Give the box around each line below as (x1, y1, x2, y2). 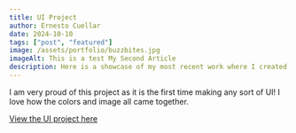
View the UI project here (9, 113, 98, 124)
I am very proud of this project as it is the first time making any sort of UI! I (9, 86, 281, 98)
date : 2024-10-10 (9, 29, 74, 38)
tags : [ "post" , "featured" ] (9, 37, 113, 47)
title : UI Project (9, 12, 77, 22)
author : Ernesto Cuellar (9, 21, 101, 30)
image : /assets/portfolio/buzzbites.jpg (9, 46, 161, 55)
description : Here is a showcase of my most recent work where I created (9, 63, 288, 72)
